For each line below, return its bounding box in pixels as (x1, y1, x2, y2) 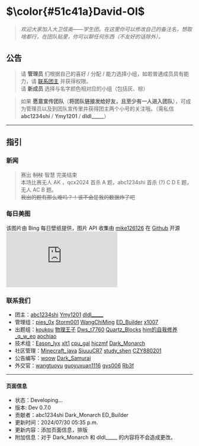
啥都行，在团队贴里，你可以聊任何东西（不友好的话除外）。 (20, 33, 164, 40)
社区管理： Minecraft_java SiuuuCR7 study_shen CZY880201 (14, 347, 162, 354)
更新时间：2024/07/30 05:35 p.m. (14, 419, 98, 426)
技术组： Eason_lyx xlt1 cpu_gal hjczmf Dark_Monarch (14, 340, 145, 347)
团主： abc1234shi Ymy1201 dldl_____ (14, 311, 104, 318)
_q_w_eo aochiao (14, 332, 57, 340)
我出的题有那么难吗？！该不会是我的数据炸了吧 (20, 193, 135, 200)
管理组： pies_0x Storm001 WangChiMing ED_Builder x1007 (14, 319, 159, 326)
